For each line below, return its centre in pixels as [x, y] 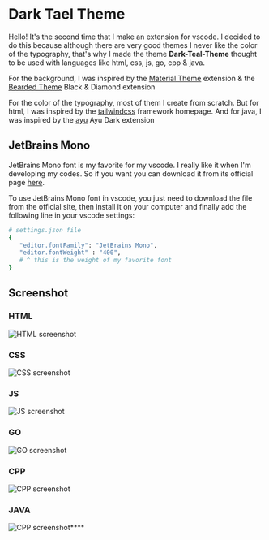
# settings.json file [45, 230]
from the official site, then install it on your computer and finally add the [128, 206]
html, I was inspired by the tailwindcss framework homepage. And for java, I [135, 111]
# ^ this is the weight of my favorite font [96, 261]
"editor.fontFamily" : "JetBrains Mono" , [88, 245]
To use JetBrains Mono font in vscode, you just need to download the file [130, 198]
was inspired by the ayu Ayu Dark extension [82, 119]
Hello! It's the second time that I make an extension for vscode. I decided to [134, 37]
